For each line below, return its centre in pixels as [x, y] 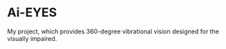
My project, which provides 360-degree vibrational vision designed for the [113, 31]
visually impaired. [32, 38]
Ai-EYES [32, 13]
